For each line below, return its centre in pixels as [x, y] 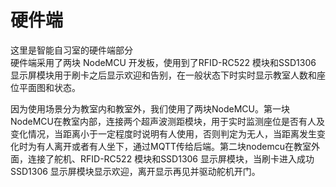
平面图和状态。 [49, 87]
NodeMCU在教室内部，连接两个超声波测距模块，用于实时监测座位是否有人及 [167, 121]
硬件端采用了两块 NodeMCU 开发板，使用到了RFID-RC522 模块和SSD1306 [163, 62]
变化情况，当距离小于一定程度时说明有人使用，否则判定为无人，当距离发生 [163, 133]
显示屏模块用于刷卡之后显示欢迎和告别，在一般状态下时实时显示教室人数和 [163, 75]
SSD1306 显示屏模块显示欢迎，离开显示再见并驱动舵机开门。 [135, 171]
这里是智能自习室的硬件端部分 [71, 50]
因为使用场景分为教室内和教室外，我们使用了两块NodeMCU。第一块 [150, 108]
